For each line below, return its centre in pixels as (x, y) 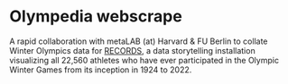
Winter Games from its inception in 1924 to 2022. (101, 70)
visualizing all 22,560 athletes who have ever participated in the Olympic (144, 60)
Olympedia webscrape (96, 17)
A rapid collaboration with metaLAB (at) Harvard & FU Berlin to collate (139, 41)
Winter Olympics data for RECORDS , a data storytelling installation (132, 50)
